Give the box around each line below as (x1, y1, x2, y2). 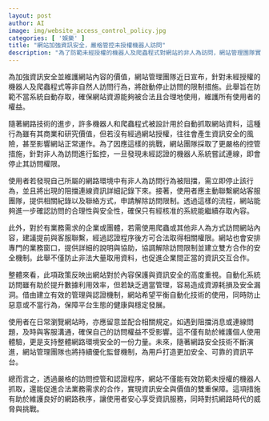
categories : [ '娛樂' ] (8, 34, 86, 42)
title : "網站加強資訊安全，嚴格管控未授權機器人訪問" (8, 42, 167, 50)
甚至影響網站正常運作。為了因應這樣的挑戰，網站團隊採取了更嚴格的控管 (22, 139, 261, 148)
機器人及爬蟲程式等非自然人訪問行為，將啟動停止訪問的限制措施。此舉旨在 (8, 82, 254, 91)
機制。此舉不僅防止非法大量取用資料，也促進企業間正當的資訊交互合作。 (14, 253, 254, 263)
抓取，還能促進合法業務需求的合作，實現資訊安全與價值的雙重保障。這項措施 (8, 384, 261, 393)
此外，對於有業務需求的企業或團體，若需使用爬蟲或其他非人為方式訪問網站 (8, 223, 254, 232)
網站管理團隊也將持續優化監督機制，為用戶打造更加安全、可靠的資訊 (22, 347, 247, 356)
